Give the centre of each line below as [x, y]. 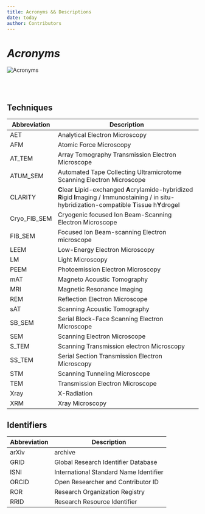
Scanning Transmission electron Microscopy [121, 346]
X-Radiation [75, 394]
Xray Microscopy [82, 403]
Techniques [30, 107]
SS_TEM [22, 360]
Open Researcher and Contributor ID [106, 482]
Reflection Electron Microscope [102, 299]
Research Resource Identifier [96, 501]
